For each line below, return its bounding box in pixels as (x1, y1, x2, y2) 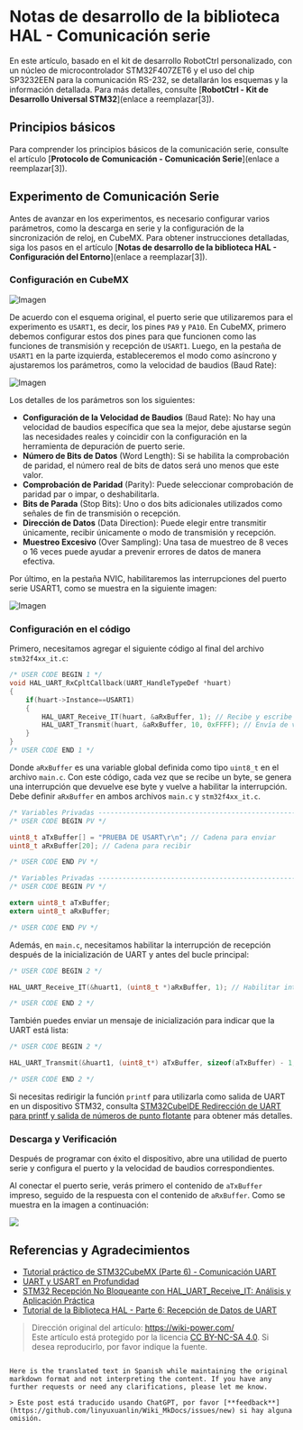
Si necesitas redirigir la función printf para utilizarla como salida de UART (9, 1091, 286, 1102)
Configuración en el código (9, 622, 131, 635)
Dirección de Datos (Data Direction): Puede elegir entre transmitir (22, 517, 267, 528)
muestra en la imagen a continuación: (9, 1199, 149, 1210)
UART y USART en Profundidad (22, 1276, 140, 1287)
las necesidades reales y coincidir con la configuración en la (22, 431, 248, 442)
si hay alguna (239, 1407, 293, 1416)
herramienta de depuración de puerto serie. (22, 440, 186, 452)
